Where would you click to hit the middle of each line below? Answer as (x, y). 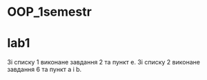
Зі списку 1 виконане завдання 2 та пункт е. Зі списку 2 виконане (103, 62)
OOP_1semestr (49, 12)
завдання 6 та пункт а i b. (45, 70)
